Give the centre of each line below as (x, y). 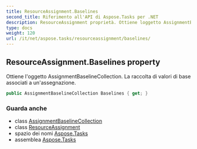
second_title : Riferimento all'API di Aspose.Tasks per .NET (82, 17)
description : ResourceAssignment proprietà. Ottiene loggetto (84, 22)
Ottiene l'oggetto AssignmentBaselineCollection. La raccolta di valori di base (98, 76)
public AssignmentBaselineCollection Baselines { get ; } (77, 93)
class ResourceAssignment (47, 127)
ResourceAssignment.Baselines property (83, 62)
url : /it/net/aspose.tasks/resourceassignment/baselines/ (78, 39)
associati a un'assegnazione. (41, 82)
